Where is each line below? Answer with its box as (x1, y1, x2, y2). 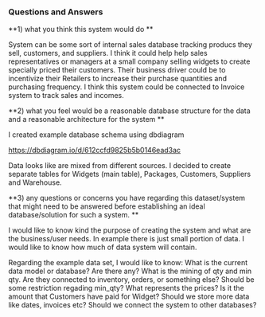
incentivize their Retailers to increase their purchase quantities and (8, 74, 227, 84)
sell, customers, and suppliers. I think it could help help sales (8, 49, 208, 58)
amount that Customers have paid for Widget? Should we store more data (8, 292, 250, 301)
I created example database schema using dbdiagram (8, 130, 185, 139)
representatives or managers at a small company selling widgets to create (8, 57, 251, 66)
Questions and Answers (8, 6, 103, 18)
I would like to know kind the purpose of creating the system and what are (8, 225, 251, 235)
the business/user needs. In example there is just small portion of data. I (8, 234, 244, 244)
